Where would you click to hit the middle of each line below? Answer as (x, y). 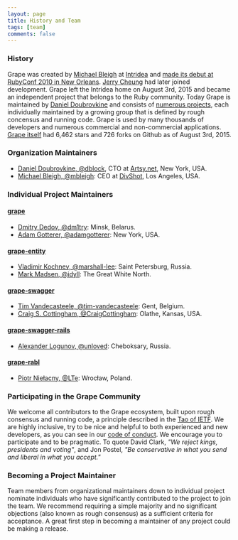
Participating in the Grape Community (74, 396)
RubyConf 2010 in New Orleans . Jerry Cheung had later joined (99, 82)
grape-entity (27, 251)
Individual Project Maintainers (60, 194)
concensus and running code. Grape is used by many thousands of (106, 119)
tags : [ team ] (27, 27)
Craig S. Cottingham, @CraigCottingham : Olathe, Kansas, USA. (110, 314)
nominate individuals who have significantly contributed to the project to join (119, 499)
